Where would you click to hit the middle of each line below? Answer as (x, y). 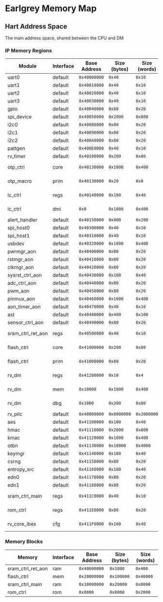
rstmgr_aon (20, 259)
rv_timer (16, 156)
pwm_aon (18, 291)
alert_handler (23, 220)
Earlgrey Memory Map (51, 8)
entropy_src (21, 469)
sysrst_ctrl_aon (25, 275)
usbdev (16, 244)
